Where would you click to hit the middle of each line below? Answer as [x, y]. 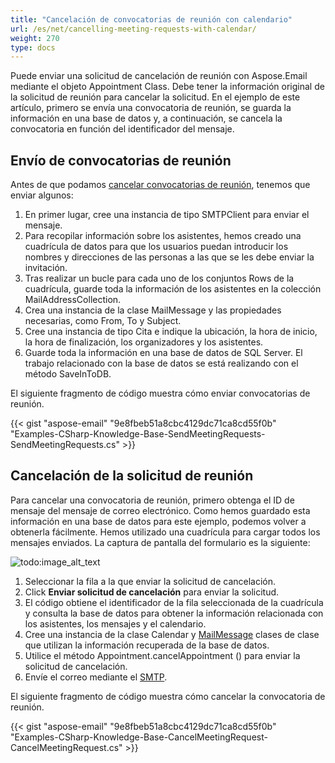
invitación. [46, 268]
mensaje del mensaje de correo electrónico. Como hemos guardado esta [160, 510]
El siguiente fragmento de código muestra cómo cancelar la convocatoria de [168, 696]
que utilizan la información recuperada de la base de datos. [147, 645]
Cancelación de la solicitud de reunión [132, 476]
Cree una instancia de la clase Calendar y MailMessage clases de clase [172, 634]
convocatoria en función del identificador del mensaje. [122, 129]
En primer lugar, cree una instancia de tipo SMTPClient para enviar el [167, 215]
